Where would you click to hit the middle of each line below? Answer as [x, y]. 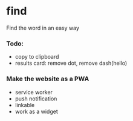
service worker [34, 92]
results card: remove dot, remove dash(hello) [71, 63]
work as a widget [37, 111]
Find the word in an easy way [43, 28]
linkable [25, 105]
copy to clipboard [37, 57]
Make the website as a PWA [48, 79]
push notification [36, 99]
